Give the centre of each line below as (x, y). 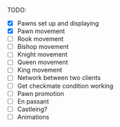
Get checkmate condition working (65, 86)
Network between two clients (59, 78)
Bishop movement (43, 47)
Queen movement (42, 62)
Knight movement (42, 55)
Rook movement (40, 39)
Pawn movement (41, 31)
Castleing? (32, 109)
